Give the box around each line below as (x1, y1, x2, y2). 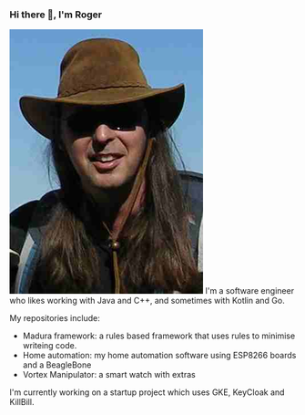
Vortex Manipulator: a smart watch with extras (22, 369, 196, 380)
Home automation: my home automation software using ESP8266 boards (22, 350, 297, 361)
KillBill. (9, 397, 35, 408)
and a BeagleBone (22, 359, 92, 370)
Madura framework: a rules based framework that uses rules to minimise (22, 330, 296, 341)
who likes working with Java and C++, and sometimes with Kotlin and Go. (9, 296, 285, 306)
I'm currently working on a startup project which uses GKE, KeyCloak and (9, 387, 285, 398)
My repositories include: (9, 313, 100, 324)
